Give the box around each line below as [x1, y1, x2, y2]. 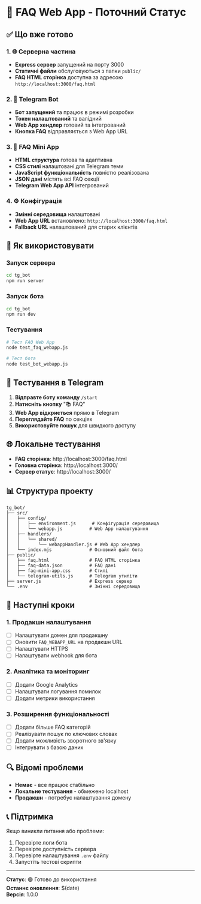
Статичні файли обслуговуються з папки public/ [14, 67, 142, 74]
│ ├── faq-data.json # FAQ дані [6, 562, 117, 569]
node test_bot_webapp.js [6, 361, 68, 367]
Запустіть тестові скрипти [14, 858, 82, 866]
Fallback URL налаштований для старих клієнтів [14, 223, 138, 231]
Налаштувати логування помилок [14, 687, 102, 695]
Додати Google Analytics [14, 681, 78, 688]
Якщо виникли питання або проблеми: [6, 828, 105, 835]
